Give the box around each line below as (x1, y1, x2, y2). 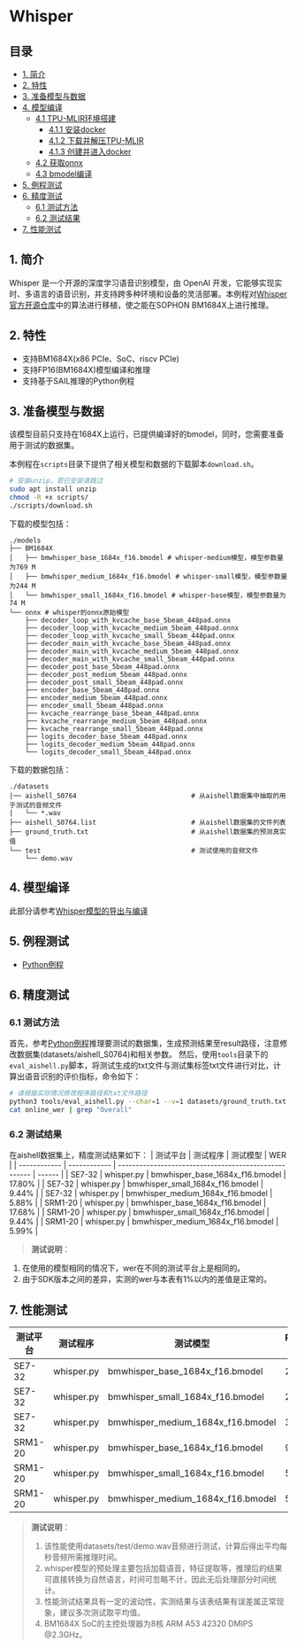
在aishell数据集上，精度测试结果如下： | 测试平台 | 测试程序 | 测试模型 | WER (9, 1150, 287, 1161)
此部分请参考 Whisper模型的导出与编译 (9, 906, 148, 916)
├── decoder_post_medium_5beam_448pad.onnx (25, 670, 188, 679)
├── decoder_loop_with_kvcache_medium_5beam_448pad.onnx (25, 623, 240, 633)
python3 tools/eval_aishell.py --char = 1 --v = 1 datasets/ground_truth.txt (9, 1097, 287, 1107)
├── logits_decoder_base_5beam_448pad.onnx (25, 732, 188, 741)
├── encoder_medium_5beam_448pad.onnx (25, 693, 168, 702)
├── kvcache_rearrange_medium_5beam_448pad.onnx (25, 716, 208, 726)
